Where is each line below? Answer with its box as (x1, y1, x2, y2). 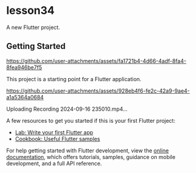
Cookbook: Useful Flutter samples (15, 135, 100, 142)
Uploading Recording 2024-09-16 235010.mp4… (6, 105, 128, 113)
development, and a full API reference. (6, 160, 102, 167)
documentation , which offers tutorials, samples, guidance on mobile (6, 153, 175, 160)
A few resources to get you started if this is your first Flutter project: (6, 117, 175, 124)
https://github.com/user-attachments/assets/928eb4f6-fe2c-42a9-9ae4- (6, 87, 191, 94)
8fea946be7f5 (6, 64, 42, 71)
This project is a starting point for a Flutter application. (6, 75, 142, 82)
